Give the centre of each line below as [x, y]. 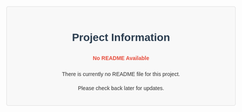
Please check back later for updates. [121, 88]
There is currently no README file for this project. [121, 74]
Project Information [121, 37]
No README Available [121, 58]
